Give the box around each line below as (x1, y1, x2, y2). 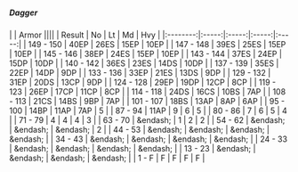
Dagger (9, 7, 38, 18)
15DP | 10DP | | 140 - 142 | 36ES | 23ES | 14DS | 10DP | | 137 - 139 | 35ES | (9, 58, 279, 69)
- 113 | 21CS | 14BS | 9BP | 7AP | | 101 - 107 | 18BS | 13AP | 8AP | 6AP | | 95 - (9, 95, 286, 106)
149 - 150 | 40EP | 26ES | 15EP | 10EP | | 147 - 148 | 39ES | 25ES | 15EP (28, 38, 286, 49)
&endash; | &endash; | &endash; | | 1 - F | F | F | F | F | (9, 152, 205, 163)
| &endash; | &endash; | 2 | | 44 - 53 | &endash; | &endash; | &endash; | (9, 124, 270, 135)
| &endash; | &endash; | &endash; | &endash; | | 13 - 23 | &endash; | (9, 143, 256, 153)
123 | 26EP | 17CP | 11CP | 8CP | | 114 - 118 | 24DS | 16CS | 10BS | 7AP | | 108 (9, 86, 286, 97)
